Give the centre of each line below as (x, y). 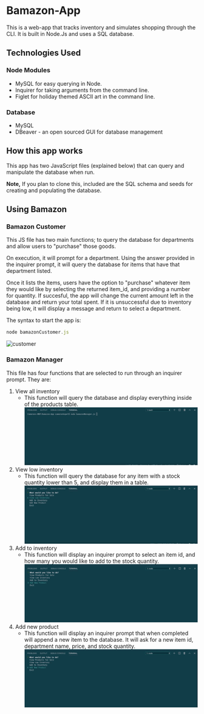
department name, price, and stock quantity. (80, 646)
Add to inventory (36, 548)
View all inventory (37, 391)
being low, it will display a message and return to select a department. (93, 309)
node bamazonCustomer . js (38, 332)
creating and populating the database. (54, 190)
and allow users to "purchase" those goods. (61, 246)
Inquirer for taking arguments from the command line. (82, 90)
